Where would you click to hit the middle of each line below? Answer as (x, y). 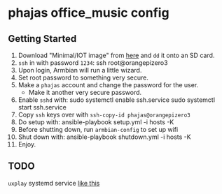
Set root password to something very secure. (83, 77)
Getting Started (42, 39)
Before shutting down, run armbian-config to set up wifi (98, 129)
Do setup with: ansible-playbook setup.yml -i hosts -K (96, 122)
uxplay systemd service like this (54, 183)
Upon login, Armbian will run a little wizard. (80, 70)
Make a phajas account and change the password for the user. (108, 85)
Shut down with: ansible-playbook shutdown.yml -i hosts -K (104, 137)
